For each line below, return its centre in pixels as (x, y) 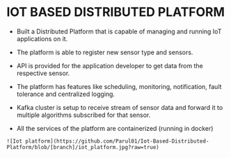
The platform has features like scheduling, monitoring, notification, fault (119, 86)
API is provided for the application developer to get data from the (110, 65)
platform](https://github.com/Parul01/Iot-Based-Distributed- (117, 141)
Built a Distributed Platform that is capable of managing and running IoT (119, 31)
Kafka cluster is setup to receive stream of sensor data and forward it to (120, 107)
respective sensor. (43, 73)
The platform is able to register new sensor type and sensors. (105, 52)
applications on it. (42, 38)
